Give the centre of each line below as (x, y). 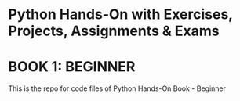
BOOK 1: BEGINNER (72, 67)
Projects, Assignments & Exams (114, 31)
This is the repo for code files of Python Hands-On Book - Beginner (117, 88)
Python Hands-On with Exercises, (120, 14)
